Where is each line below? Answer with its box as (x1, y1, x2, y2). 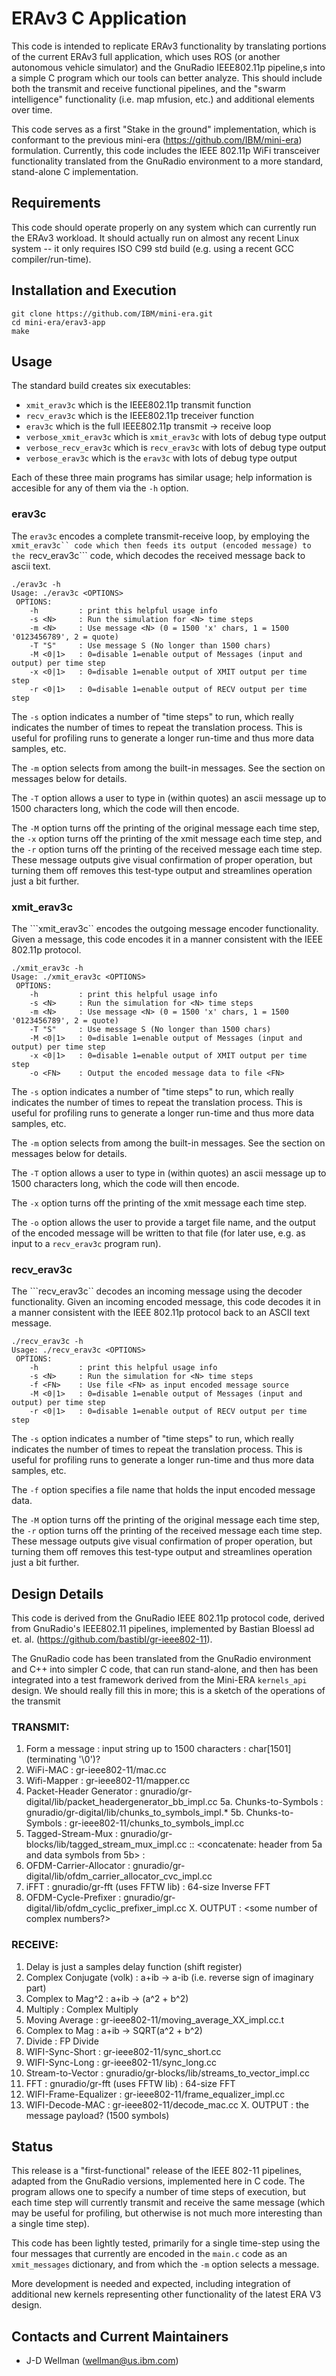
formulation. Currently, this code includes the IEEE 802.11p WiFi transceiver (11, 144, 321, 156)
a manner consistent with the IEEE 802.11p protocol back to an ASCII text (11, 1307, 311, 1319)
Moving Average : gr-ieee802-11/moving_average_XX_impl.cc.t (25, 2013, 285, 2026)
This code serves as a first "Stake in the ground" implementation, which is (11, 123, 317, 135)
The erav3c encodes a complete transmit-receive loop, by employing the (11, 530, 310, 542)
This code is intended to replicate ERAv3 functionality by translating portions (11, 40, 327, 52)
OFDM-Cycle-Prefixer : (25, 1892, 122, 1904)
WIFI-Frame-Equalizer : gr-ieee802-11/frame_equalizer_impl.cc (25, 2088, 286, 2100)
